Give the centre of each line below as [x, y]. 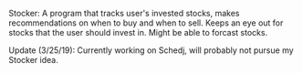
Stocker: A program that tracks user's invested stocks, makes [124, 13]
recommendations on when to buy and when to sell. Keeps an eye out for [146, 23]
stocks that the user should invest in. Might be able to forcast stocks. [138, 32]
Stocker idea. [33, 60]
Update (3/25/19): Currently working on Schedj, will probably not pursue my [151, 50]
